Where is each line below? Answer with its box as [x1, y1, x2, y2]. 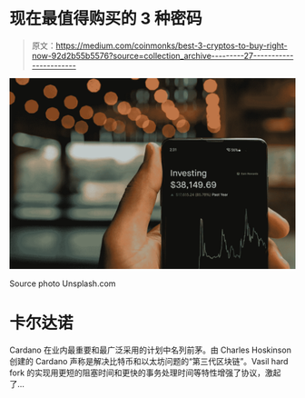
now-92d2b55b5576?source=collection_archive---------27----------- [31, 50, 294, 61]
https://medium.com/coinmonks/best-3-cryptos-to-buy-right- [55, 40, 288, 51]
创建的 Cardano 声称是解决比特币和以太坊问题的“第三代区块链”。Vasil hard [9, 355, 289, 366]
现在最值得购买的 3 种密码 [9, 8, 202, 29]
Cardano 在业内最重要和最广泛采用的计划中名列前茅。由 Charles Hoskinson [9, 344, 292, 355]
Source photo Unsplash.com [9, 278, 116, 289]
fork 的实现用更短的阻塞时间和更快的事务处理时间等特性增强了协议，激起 [9, 367, 281, 378]
